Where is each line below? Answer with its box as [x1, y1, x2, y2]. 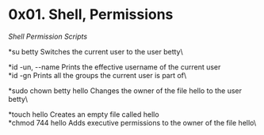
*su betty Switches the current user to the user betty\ [8, 47, 184, 56]
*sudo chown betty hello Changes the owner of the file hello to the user [8, 85, 243, 96]
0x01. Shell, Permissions [8, 6, 174, 24]
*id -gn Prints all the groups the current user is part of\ [8, 70, 187, 80]
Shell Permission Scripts [8, 32, 88, 41]
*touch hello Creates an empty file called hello [8, 109, 160, 119]
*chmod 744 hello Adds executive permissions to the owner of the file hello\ [8, 118, 257, 127]
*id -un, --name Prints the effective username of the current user [8, 62, 221, 72]
